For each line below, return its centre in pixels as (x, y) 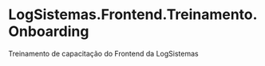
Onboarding (49, 31)
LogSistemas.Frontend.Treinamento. (133, 15)
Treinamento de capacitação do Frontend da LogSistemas (103, 53)
